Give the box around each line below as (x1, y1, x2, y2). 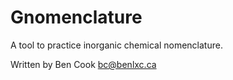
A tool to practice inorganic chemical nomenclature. (10, 39, 223, 51)
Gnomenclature (10, 6, 143, 29)
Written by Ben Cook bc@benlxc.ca (10, 58, 157, 70)
